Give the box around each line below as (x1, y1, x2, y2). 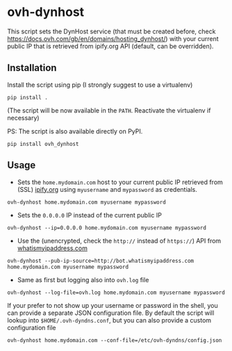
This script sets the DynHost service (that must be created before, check (7, 27, 216, 35)
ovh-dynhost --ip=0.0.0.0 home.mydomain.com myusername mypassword (7, 224, 207, 231)
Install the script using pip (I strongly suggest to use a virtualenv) (7, 81, 193, 89)
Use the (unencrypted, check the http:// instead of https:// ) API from (17, 236, 222, 245)
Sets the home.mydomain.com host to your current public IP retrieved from (17, 178, 224, 186)
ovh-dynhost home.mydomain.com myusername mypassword (7, 199, 167, 206)
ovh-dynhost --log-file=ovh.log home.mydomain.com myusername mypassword (7, 289, 226, 296)
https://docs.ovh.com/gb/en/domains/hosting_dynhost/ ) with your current (7, 34, 219, 42)
